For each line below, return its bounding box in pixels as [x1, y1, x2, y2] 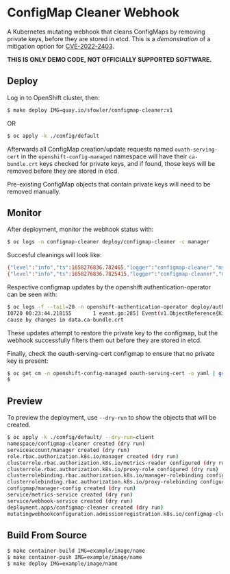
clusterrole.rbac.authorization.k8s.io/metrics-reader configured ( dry [7, 459, 216, 466]
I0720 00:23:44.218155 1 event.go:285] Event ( [7, 310, 161, 317]
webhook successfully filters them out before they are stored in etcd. [7, 336, 202, 344]
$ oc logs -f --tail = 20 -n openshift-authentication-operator [7, 303, 188, 310]
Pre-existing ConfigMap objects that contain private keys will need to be [7, 180, 211, 188]
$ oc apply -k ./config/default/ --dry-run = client [7, 434, 155, 441]
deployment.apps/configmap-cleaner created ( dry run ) [7, 504, 164, 511]
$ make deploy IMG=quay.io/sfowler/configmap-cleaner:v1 [7, 106, 173, 114]
